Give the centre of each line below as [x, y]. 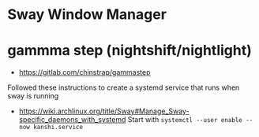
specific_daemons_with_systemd [72, 120]
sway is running [33, 96]
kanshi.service [58, 128]
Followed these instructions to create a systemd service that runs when [124, 87]
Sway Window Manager [87, 15]
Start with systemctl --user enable [185, 120]
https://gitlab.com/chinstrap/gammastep [84, 72]
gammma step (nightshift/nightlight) [129, 51]
